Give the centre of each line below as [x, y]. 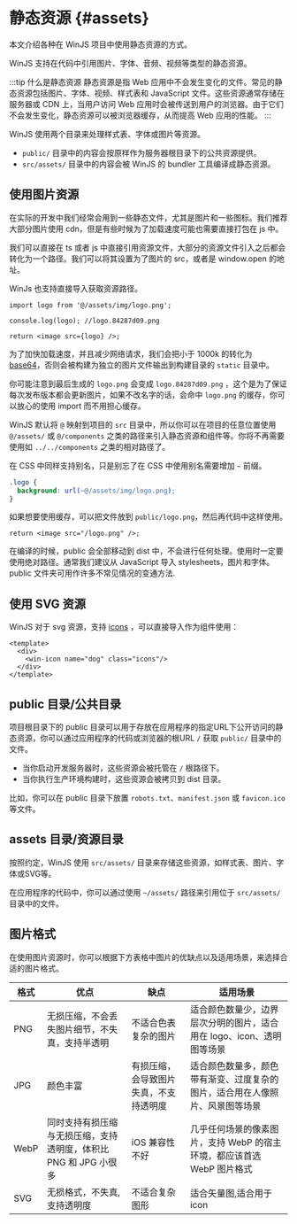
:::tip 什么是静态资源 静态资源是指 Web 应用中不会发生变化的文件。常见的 [142, 81]
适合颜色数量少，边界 [234, 1009]
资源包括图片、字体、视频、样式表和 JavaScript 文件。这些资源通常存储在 [151, 93]
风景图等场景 [234, 1105]
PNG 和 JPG [72, 1162]
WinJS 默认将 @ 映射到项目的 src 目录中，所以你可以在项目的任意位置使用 [143, 424]
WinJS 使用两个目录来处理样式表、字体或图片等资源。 [107, 134]
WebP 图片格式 [221, 1168]
